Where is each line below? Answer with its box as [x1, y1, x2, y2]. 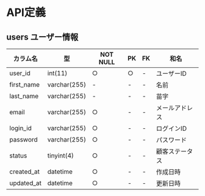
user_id [9, 69, 31, 77]
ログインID [156, 125, 187, 132]
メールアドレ [156, 104, 193, 112]
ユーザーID [156, 70, 187, 78]
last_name [9, 92, 39, 100]
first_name [9, 81, 40, 89]
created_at [9, 167, 40, 176]
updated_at [9, 179, 41, 187]
